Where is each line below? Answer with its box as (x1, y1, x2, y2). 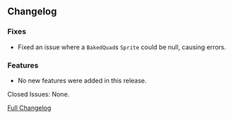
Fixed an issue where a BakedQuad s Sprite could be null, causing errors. (17, 42, 227, 51)
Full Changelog (7, 104, 52, 112)
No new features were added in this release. (17, 76, 147, 84)
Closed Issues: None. (7, 89, 69, 98)
